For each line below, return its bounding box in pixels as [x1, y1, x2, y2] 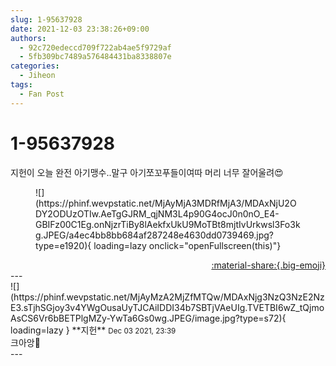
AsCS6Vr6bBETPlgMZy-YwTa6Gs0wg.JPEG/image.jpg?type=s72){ [10, 312, 287, 324]
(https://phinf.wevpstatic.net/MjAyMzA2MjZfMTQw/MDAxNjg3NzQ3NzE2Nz [10, 291, 325, 303]
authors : [10, 33, 47, 43]
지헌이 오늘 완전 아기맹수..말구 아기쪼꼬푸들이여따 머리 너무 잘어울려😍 [10, 166, 284, 178]
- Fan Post [19, 89, 65, 99]
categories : [10, 61, 60, 71]
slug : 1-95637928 [10, 14, 83, 25]
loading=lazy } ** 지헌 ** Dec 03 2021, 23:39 [10, 324, 177, 336]
